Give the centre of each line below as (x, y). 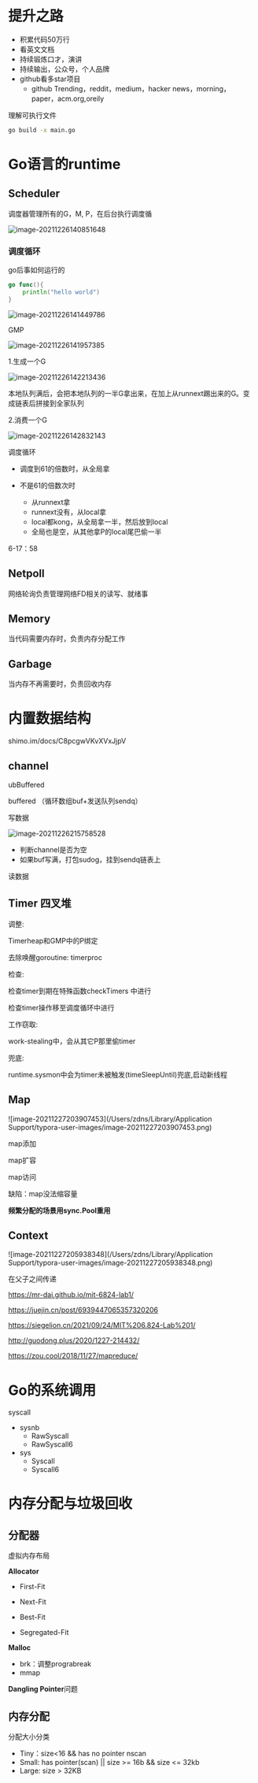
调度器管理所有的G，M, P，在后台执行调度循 (80, 213)
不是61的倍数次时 (48, 485)
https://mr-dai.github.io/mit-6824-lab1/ (71, 1295)
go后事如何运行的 (37, 270)
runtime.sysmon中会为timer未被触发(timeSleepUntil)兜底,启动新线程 (118, 1074)
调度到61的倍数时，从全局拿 (64, 469)
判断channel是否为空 (53, 849)
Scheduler (34, 194)
